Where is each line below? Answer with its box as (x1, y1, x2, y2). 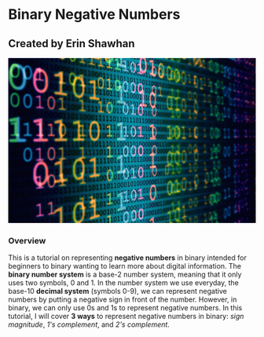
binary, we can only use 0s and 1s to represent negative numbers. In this (8, 302, 243, 312)
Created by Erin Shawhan (8, 37, 135, 50)
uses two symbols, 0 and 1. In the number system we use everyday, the (8, 277, 240, 288)
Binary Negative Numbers (8, 5, 181, 24)
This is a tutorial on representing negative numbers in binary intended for (8, 253, 247, 262)
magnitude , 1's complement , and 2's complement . (8, 320, 170, 329)
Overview (8, 235, 46, 246)
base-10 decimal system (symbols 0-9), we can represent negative (8, 286, 228, 295)
